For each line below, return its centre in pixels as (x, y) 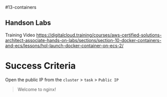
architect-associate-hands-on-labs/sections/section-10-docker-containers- (83, 40)
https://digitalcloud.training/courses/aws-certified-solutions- (99, 35)
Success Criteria (40, 66)
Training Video (20, 35)
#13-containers (21, 7)
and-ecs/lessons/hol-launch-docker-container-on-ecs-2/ (64, 45)
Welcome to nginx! (37, 89)
